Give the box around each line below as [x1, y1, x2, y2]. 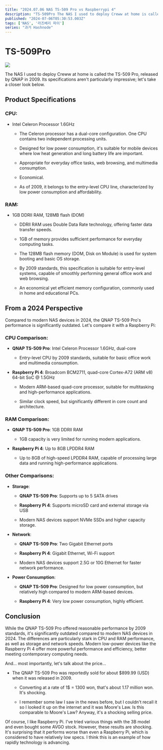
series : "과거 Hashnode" [5, 25, 53, 30]
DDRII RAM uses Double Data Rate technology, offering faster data [19, 222, 152, 227]
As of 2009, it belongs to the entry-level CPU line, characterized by [19, 184, 154, 189]
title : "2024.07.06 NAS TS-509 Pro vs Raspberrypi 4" [5, 7, 116, 12]
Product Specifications [5, 96, 76, 104]
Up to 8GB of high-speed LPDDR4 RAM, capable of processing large [19, 455, 157, 461]
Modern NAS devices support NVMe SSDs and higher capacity [19, 517, 146, 523]
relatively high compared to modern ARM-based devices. [19, 589, 134, 595]
